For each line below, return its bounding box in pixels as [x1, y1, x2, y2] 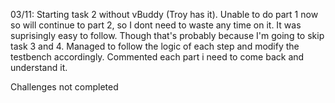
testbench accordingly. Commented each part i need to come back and [10, 51, 305, 63]
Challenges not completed [10, 81, 119, 93]
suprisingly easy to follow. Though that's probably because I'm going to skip [10, 30, 325, 41]
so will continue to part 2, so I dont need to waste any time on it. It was [10, 19, 302, 31]
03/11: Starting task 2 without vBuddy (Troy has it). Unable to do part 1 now [10, 9, 319, 20]
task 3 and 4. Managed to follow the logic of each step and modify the [10, 40, 300, 52]
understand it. [10, 62, 68, 73]
